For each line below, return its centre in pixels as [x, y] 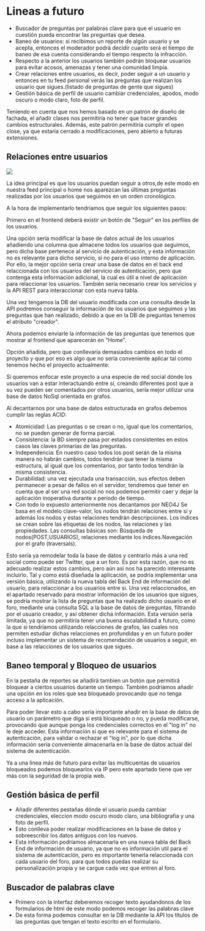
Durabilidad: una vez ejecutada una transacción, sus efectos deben [100, 478]
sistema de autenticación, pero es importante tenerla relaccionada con [104, 855]
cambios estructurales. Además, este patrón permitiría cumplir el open [95, 124]
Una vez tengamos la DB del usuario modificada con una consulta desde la [101, 302]
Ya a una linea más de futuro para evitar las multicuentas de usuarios [93, 763]
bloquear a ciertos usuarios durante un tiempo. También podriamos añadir [100, 687]
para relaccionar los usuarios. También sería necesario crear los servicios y [102, 283]
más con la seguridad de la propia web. [56, 776]
